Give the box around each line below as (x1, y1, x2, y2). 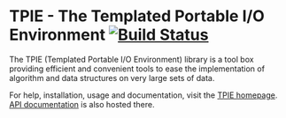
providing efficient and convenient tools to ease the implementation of (9, 63, 266, 74)
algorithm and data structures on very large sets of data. (9, 72, 215, 83)
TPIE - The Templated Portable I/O (9, 6, 266, 26)
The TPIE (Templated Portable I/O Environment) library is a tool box (9, 54, 254, 64)
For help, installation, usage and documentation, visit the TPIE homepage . (9, 90, 278, 100)
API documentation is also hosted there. (9, 99, 155, 109)
